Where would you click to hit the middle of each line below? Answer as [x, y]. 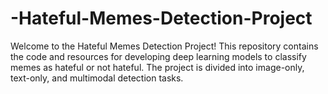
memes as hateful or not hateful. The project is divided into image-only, [157, 67]
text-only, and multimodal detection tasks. [97, 78]
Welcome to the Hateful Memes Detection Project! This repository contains [164, 46]
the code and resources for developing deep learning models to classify [158, 56]
